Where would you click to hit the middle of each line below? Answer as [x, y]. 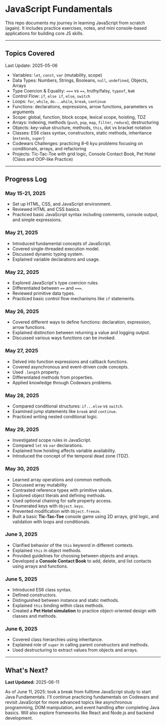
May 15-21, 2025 [25, 193]
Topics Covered [30, 54]
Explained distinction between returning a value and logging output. [81, 333]
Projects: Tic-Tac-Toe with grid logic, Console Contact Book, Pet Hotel [84, 154]
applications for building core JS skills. [44, 33]
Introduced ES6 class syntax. [42, 590]
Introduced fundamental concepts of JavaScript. [62, 243]
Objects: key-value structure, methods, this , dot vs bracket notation [82, 128]
